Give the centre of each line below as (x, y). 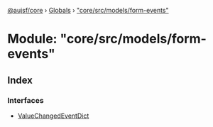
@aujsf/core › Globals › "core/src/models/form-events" (88, 10)
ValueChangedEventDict (53, 116)
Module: (32, 39)
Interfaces (26, 100)
